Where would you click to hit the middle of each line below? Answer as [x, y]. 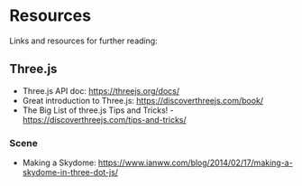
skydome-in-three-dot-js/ [70, 172]
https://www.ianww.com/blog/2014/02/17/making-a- [195, 163]
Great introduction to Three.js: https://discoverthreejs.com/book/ [143, 100]
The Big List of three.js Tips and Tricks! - [98, 110]
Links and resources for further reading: [83, 41]
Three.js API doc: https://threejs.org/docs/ [101, 90]
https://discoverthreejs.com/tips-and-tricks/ [104, 119]
